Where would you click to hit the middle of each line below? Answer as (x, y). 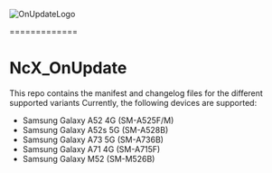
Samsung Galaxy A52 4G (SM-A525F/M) (98, 120)
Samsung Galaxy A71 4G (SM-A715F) (91, 149)
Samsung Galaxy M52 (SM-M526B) (89, 159)
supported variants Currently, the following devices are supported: (133, 102)
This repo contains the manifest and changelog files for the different (136, 93)
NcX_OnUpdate (68, 68)
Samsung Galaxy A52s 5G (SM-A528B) (95, 130)
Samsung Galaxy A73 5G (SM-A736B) (93, 139)
